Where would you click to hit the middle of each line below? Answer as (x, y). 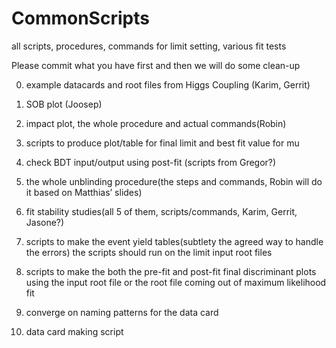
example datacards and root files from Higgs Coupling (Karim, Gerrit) (168, 84)
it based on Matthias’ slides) (84, 192)
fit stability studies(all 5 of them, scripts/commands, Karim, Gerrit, (161, 211)
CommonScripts (80, 18)
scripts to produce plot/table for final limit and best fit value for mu (162, 143)
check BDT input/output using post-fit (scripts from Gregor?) (151, 162)
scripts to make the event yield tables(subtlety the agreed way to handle (174, 241)
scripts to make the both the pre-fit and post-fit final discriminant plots (171, 271)
